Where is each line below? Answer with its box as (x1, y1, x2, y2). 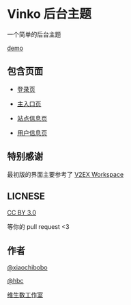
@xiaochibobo (7, 263, 48, 271)
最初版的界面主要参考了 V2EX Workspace (7, 170, 124, 178)
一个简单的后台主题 (7, 30, 61, 38)
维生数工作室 (7, 291, 43, 299)
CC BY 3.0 (7, 208, 36, 217)
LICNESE (7, 190, 46, 202)
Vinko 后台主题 (7, 6, 92, 22)
